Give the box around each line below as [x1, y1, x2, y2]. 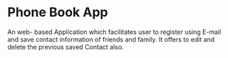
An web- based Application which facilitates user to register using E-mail [7, 28, 222, 36]
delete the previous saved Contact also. [7, 42, 124, 51]
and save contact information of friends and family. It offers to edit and [7, 35, 215, 43]
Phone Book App [7, 4, 108, 21]
